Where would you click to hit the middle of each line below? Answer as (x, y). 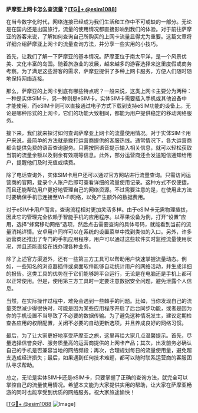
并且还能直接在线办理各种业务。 (55, 246)
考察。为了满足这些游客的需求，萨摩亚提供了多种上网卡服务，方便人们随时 (96, 71)
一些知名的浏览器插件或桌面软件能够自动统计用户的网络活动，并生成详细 (104, 266)
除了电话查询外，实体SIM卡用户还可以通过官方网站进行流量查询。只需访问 (96, 175)
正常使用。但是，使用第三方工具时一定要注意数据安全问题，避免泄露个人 (99, 281)
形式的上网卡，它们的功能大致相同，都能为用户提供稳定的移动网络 (106, 113)
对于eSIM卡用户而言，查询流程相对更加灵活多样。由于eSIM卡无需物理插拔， (99, 209)
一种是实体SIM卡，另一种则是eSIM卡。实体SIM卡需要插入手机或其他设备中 (97, 98)
